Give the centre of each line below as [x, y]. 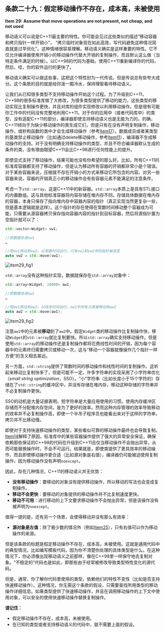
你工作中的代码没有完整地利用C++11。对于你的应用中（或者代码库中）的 [78, 113]
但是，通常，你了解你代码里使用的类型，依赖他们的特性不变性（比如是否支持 [82, 579]
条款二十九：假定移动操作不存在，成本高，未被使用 [82, 9]
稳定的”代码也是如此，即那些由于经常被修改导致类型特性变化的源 [85, 562]
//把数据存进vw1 [20, 238]
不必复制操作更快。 [25, 391]
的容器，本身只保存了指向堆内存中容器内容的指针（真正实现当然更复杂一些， [82, 201]
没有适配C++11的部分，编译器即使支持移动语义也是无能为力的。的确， [84, 119]
